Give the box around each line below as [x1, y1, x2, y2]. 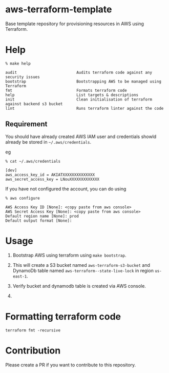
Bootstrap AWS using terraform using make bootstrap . [12, 252, 126, 258]
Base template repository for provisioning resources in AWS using [5, 21, 144, 27]
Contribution [5, 345, 61, 356]
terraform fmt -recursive [5, 327, 60, 333]
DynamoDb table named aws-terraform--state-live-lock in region [12, 267, 154, 273]
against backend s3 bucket [5, 101, 63, 106]
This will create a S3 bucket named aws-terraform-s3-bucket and [12, 262, 150, 268]
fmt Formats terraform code [5, 88, 127, 93]
